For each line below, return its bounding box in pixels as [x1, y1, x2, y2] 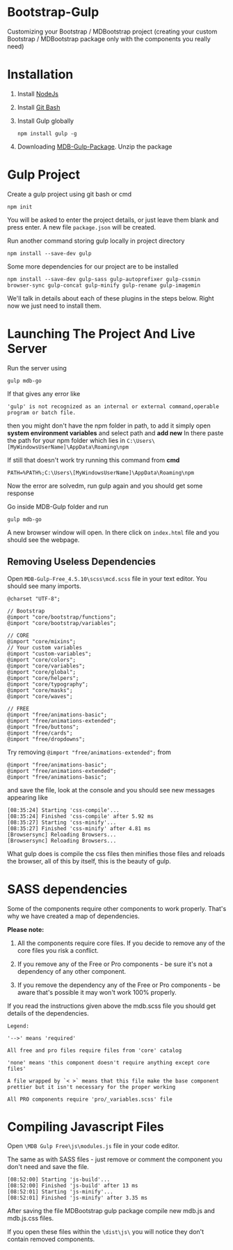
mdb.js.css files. [7, 1214, 54, 1223]
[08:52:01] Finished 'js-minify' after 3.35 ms [7, 1194, 148, 1202]
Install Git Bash [17, 103, 61, 112]
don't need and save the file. [7, 1163, 89, 1171]
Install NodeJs [17, 89, 59, 98]
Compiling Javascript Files [7, 1119, 165, 1134]
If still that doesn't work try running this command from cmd [7, 455, 180, 464]
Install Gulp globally [17, 116, 74, 125]
